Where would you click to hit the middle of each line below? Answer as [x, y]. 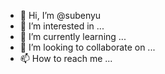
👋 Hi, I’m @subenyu [60, 15]
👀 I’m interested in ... [62, 26]
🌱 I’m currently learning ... [73, 36]
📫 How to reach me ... [66, 58]
